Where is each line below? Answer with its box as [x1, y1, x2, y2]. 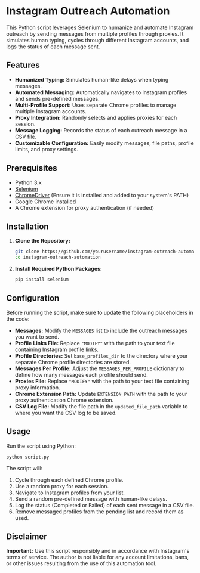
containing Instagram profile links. [14, 346, 99, 353]
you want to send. [14, 333, 60, 340]
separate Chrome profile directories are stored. [14, 358, 131, 366]
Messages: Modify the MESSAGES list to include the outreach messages [14, 327, 188, 334]
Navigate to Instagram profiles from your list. [14, 489, 125, 496]
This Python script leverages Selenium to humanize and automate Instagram [6, 24, 194, 31]
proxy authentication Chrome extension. [14, 397, 114, 404]
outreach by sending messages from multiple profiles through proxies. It [6, 30, 184, 37]
